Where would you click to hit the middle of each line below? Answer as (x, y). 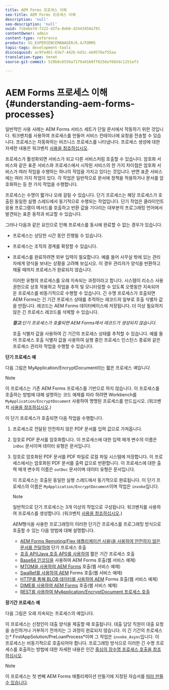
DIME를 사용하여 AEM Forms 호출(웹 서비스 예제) (69, 586)
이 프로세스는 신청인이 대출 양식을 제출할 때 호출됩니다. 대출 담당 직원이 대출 (80, 624)
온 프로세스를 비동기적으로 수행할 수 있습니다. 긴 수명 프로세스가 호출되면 (84, 293)
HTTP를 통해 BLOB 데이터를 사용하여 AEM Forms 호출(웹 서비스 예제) (89, 579)
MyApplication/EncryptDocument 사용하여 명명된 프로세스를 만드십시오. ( (77, 401)
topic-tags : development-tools (38, 48)
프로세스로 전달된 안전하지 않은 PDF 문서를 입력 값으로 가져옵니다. (77, 429)
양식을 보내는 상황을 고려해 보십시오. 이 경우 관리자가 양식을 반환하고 (93, 263)
